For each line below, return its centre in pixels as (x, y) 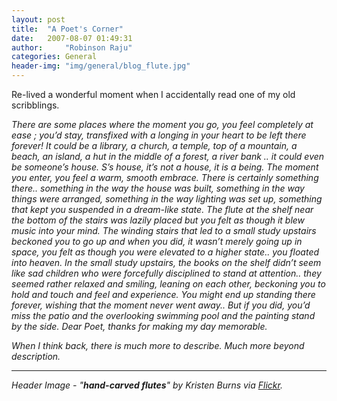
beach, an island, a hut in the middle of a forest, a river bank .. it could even (168, 156)
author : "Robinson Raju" (72, 47)
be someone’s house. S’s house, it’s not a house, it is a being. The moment (165, 167)
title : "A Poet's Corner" (67, 29)
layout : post (38, 19)
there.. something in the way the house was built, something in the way (158, 188)
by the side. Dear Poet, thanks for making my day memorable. (139, 326)
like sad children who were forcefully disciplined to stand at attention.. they (166, 273)
